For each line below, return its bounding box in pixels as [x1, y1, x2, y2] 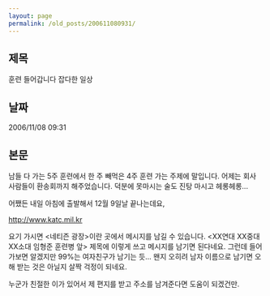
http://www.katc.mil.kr [8, 214, 83, 224]
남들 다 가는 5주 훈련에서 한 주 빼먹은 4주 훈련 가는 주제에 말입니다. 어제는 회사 [8, 171, 257, 181]
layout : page [8, 11, 53, 20]
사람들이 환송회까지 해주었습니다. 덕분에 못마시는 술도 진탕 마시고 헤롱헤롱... [8, 181, 249, 191]
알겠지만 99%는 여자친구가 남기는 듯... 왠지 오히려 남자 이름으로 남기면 [29, 251, 253, 261]
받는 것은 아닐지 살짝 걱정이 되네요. [16, 261, 127, 272]
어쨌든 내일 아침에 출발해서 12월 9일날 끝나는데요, [8, 198, 165, 208]
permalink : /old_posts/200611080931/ [8, 19, 136, 28]
